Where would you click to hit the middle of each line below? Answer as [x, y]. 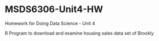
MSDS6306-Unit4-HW [54, 9]
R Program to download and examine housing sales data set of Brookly [79, 33]
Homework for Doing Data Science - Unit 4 [50, 23]
